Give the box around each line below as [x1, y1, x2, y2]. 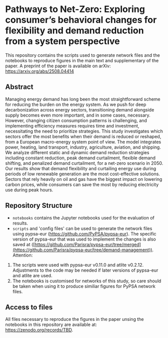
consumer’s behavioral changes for [5, 14, 157, 26]
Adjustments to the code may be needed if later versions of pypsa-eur [12, 267, 158, 273]
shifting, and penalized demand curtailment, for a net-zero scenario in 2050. [5, 160, 163, 166]
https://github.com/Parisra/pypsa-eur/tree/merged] [34, 241, 141, 247]
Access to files [5, 303, 53, 311]
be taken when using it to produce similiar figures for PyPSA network [12, 283, 156, 289]
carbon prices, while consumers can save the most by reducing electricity [5, 181, 159, 187]
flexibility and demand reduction [5, 25, 144, 36]
